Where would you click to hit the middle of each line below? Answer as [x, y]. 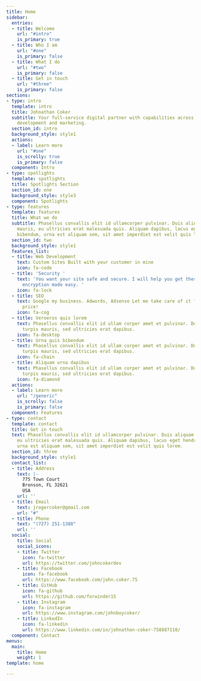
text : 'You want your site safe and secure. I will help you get [100, 279]
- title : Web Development [44, 257]
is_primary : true [39, 40]
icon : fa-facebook [45, 574]
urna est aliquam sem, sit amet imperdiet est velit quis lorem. [100, 446]
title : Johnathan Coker [41, 112]
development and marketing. [52, 123]
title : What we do [35, 218]
